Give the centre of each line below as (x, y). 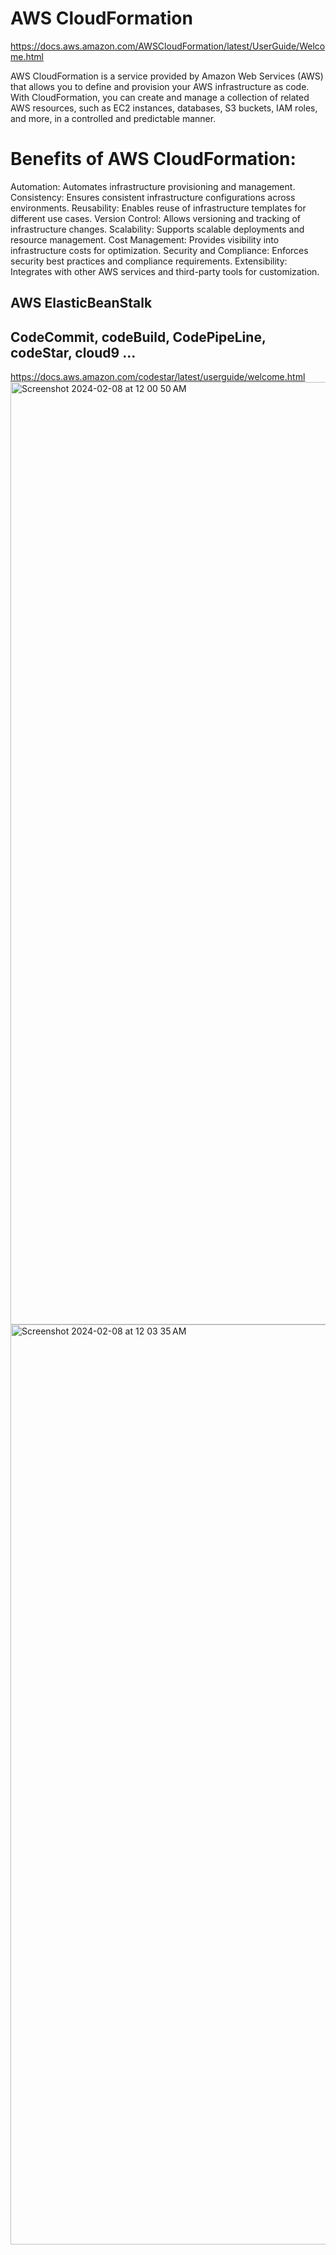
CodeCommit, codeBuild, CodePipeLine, (138, 337)
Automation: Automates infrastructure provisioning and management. (153, 186)
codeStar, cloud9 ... (73, 352)
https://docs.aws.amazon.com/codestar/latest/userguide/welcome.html (158, 377)
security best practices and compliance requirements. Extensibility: (149, 261)
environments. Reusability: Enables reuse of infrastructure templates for (158, 208)
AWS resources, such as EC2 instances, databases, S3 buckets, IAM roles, (164, 108)
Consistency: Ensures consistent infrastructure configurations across (153, 197)
